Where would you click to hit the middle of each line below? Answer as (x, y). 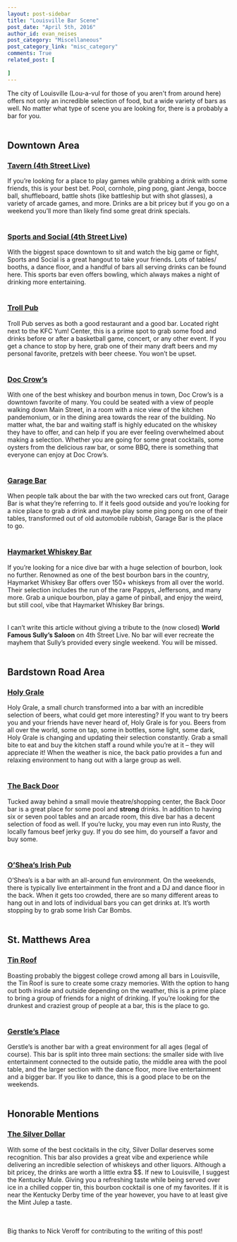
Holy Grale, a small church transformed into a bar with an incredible (105, 708)
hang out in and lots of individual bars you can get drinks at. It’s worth (109, 903)
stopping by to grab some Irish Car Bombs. (70, 910)
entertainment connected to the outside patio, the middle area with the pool (117, 1062)
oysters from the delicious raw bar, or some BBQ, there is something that (113, 447)
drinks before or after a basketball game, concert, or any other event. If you (117, 338)
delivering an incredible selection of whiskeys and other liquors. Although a (117, 1164)
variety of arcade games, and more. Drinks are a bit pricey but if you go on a (119, 204)
